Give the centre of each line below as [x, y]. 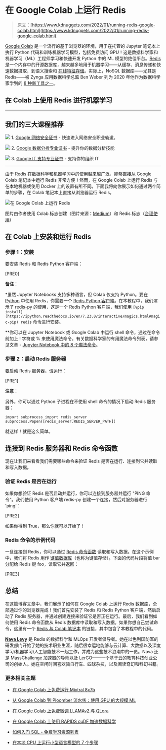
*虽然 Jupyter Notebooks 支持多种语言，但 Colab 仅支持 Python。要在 [77, 295]
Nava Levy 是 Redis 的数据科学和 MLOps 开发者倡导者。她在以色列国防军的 [82, 639]
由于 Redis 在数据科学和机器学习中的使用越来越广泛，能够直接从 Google [78, 174]
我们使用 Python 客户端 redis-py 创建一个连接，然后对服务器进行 [81, 499]
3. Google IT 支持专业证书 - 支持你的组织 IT [55, 158]
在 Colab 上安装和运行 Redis [48, 237]
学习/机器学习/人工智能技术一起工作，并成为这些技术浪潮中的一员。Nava [79, 651]
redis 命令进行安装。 [42, 322]
